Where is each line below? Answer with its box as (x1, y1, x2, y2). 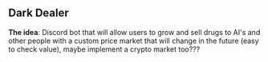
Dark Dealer (8, 6, 70, 20)
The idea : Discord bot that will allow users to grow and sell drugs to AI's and (8, 27, 261, 37)
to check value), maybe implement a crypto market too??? (8, 44, 201, 54)
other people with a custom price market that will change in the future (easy (8, 36, 259, 45)
